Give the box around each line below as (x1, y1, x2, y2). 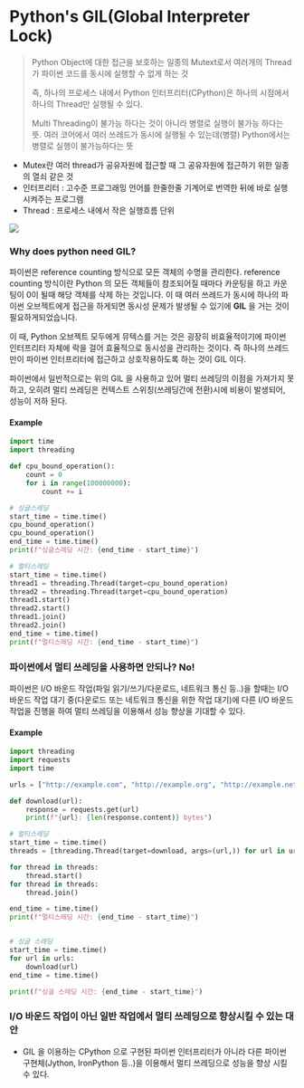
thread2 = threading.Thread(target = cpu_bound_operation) (9, 587, 229, 596)
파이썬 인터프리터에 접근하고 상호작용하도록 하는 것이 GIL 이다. (25, 354, 247, 365)
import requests (9, 756, 71, 765)
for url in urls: (9, 953, 75, 963)
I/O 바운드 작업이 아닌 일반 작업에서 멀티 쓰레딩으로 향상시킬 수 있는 (9, 1010, 283, 1023)
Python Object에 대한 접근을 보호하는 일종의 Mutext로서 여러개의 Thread (31, 56, 292, 67)
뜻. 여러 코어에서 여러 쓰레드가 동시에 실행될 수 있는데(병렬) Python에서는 (31, 129, 291, 139)
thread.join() (25, 888, 79, 897)
